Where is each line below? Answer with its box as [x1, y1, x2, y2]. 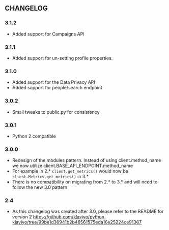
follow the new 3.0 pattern [12, 184, 68, 190]
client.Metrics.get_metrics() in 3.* [12, 174, 89, 180]
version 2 [12, 214, 32, 220]
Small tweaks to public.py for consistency [12, 109, 100, 115]
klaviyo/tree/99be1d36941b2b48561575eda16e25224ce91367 [12, 219, 142, 225]
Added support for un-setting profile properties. [12, 55, 113, 61]
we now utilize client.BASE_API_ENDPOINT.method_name [12, 162, 133, 169]
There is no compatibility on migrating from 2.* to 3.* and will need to [12, 179, 158, 185]
